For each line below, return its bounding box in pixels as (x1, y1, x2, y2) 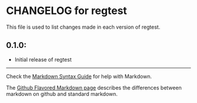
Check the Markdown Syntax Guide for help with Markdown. (6, 73, 152, 80)
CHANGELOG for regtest (6, 4, 127, 18)
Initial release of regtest (14, 56, 72, 63)
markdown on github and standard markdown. (6, 90, 118, 97)
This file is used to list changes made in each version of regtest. (6, 23, 161, 30)
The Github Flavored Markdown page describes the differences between (6, 84, 182, 91)
